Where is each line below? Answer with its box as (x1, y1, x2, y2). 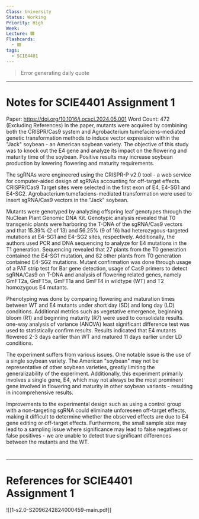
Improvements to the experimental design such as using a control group (6, 400, 182, 407)
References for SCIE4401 (6, 474, 133, 487)
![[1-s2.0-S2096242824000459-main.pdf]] (6, 506, 112, 513)
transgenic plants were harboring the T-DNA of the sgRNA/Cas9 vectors (6, 221, 183, 228)
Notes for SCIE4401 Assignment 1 (6, 96, 175, 109)
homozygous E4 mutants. (6, 284, 69, 291)
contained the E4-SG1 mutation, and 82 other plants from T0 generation (6, 252, 182, 259)
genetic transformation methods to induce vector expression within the (6, 134, 179, 141)
